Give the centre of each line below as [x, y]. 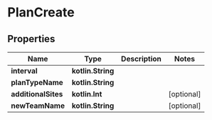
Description [141, 59]
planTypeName [37, 82]
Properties [31, 39]
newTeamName [38, 106]
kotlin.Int [87, 94]
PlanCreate [41, 12]
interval [24, 71]
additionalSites [37, 94]
